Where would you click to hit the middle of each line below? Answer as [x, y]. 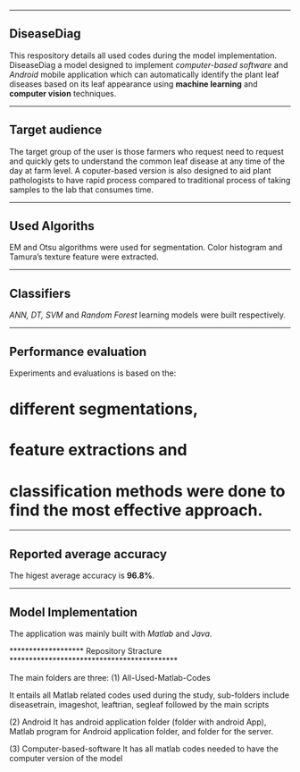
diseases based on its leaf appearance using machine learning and [133, 84]
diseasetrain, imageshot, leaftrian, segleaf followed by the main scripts [139, 704]
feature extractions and [98, 450]
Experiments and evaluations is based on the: [93, 373]
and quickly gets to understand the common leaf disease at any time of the [147, 161]
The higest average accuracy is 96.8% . [82, 576]
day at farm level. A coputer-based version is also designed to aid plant [140, 170]
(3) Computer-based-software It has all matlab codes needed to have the [144, 749]
